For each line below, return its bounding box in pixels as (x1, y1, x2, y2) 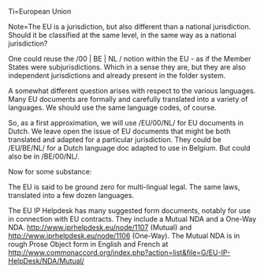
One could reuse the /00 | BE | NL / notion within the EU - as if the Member (8, 54, 251, 63)
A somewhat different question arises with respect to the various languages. (8, 86, 256, 95)
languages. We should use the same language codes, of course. (8, 103, 217, 112)
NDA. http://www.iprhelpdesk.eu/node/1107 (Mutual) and (8, 223, 192, 232)
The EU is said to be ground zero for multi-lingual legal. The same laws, (8, 182, 240, 192)
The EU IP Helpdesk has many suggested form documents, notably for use (8, 206, 251, 215)
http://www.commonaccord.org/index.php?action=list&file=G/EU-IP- (8, 248, 231, 257)
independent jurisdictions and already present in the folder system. (8, 71, 226, 80)
